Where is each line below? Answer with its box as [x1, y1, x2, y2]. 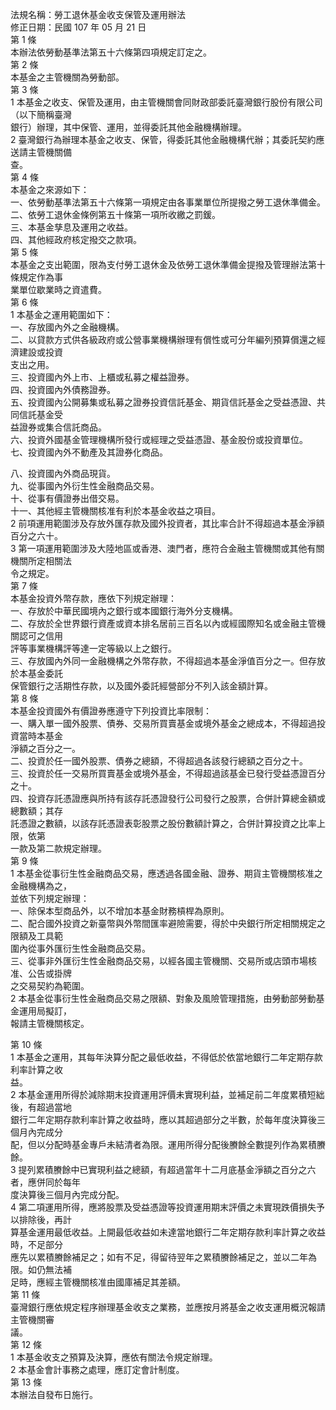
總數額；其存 [10, 805, 63, 817]
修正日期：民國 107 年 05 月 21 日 [10, 21, 147, 33]
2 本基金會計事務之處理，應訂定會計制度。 [10, 1364, 185, 1375]
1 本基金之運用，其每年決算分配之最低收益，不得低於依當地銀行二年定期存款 [10, 1051, 323, 1063]
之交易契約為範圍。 [10, 980, 90, 992]
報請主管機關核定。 [10, 1018, 90, 1029]
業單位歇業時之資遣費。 [10, 284, 107, 295]
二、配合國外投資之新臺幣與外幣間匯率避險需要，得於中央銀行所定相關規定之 [10, 918, 326, 929]
